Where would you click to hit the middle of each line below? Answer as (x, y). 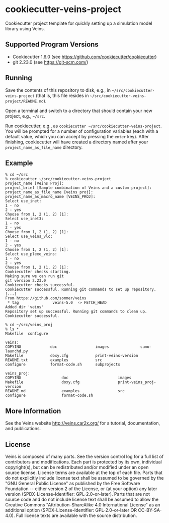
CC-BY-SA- (150, 510)
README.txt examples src (54, 360)
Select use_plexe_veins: (31, 254)
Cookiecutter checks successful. (40, 285)
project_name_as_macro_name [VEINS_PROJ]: (50, 197)
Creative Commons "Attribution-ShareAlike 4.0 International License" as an (83, 505)
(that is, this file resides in (62, 95)
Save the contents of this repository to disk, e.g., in (58, 90)
